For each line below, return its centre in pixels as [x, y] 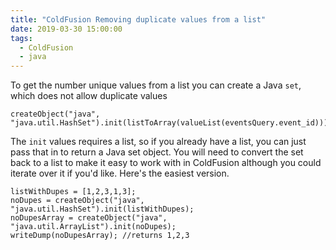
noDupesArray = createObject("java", [89, 218]
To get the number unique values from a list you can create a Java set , [156, 85]
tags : [21, 38]
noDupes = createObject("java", [77, 201]
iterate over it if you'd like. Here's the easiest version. [120, 173]
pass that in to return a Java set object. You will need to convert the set [157, 152]
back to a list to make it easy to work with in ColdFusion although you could [166, 163]
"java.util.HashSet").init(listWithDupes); [102, 209]
